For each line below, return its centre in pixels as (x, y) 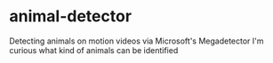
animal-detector (70, 16)
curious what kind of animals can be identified (94, 50)
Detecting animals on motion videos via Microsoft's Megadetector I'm (136, 41)
